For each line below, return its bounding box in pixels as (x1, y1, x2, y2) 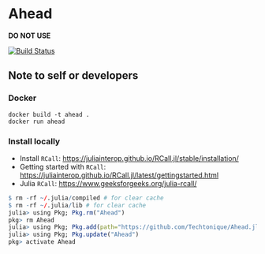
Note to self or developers (8, 69, 139, 83)
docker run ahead (8, 118, 65, 125)
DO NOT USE (8, 31, 51, 40)
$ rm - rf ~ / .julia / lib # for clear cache (8, 201, 147, 209)
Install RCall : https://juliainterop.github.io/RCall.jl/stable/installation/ (19, 153, 239, 162)
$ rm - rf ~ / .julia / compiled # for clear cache (8, 194, 164, 202)
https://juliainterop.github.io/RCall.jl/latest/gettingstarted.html (19, 170, 219, 180)
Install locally (8, 136, 61, 147)
